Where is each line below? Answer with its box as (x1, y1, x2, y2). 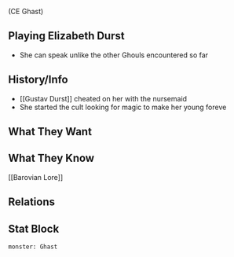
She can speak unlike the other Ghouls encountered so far (19, 50, 209, 60)
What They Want (8, 125, 93, 138)
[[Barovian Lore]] (8, 172, 64, 182)
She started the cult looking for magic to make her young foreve (19, 102, 227, 112)
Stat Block (8, 222, 60, 235)
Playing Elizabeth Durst (8, 29, 125, 42)
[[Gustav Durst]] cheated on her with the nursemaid (19, 94, 187, 103)
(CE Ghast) (8, 7, 44, 16)
